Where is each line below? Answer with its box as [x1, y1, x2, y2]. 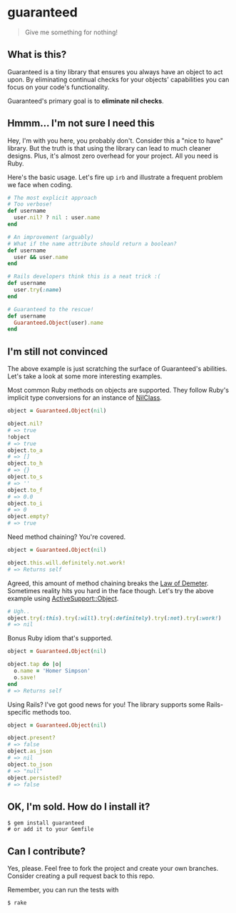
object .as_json [7, 747, 53, 755]
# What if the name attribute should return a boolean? [7, 240, 177, 247]
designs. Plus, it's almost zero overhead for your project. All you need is [7, 151, 219, 160]
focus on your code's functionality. [7, 83, 110, 91]
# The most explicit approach [7, 194, 98, 201]
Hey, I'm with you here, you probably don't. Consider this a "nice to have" [7, 136, 223, 145]
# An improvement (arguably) [7, 233, 94, 241]
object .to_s [7, 473, 43, 480]
